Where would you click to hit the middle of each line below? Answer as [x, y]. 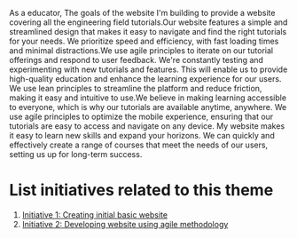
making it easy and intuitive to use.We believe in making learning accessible [148, 98]
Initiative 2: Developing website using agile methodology [125, 224]
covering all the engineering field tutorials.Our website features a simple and [148, 22]
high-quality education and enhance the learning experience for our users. [145, 79]
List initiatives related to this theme [141, 190]
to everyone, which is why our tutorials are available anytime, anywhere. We [148, 107]
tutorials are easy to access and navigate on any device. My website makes [147, 126]
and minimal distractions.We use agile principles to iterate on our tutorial [141, 51]
